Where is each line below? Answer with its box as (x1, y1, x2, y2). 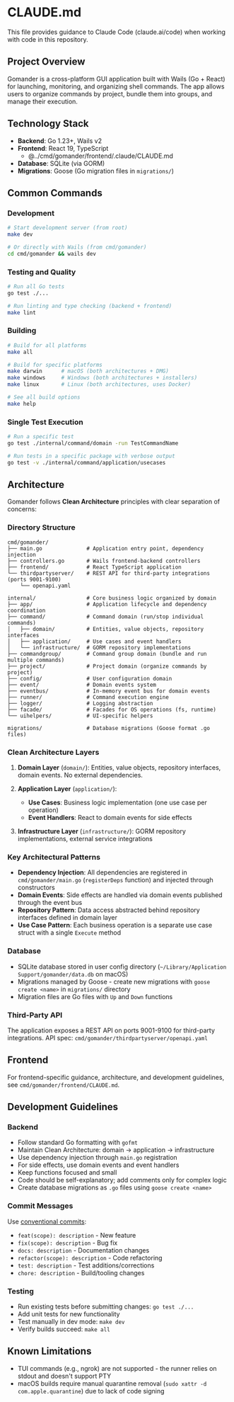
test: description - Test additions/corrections (17, 1261, 155, 1270)
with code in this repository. (7, 35, 88, 43)
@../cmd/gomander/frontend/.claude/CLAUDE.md (28, 152, 173, 160)
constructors (17, 883, 55, 892)
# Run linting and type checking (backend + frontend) (7, 302, 172, 309)
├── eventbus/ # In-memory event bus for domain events (7, 688, 211, 695)
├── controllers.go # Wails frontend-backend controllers (7, 557, 201, 564)
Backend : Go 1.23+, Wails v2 (17, 136, 103, 145)
